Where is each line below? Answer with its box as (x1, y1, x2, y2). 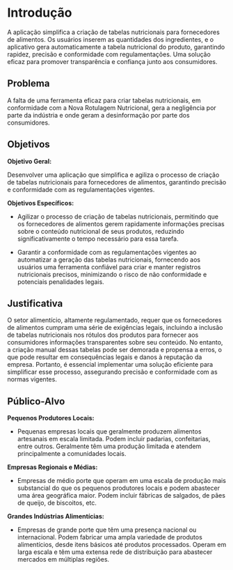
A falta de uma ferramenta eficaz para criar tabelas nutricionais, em (7, 96, 201, 104)
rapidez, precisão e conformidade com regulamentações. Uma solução (7, 50, 211, 58)
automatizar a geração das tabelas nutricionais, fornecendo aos (17, 255, 200, 264)
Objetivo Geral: (7, 157, 52, 165)
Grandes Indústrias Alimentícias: (7, 512, 104, 521)
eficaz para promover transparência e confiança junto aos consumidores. (7, 57, 218, 65)
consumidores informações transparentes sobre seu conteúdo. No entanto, (7, 338, 223, 347)
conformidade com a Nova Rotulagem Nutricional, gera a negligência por (7, 103, 217, 112)
